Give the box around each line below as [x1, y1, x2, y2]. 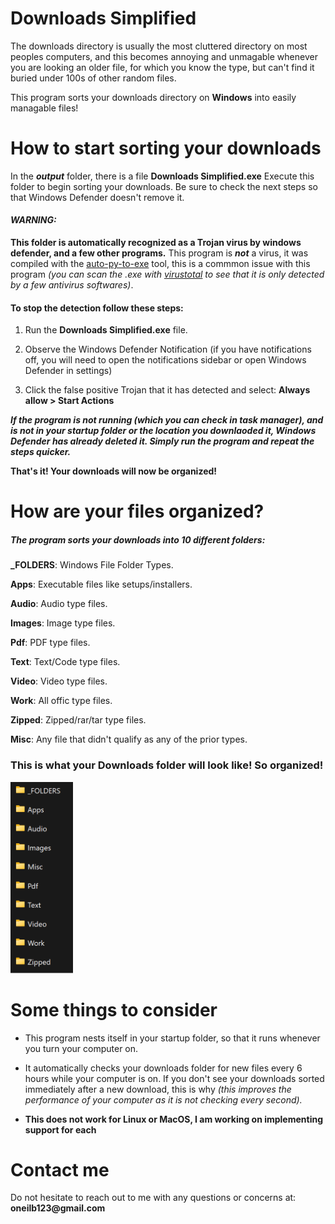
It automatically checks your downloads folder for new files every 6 [24, 1062, 303, 1074]
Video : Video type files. [10, 675, 108, 687]
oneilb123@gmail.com [10, 1202, 106, 1214]
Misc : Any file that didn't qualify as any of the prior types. [10, 733, 248, 746]
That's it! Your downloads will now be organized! [10, 465, 218, 477]
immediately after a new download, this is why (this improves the [24, 1083, 292, 1095]
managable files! [10, 102, 79, 114]
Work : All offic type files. [10, 695, 113, 707]
